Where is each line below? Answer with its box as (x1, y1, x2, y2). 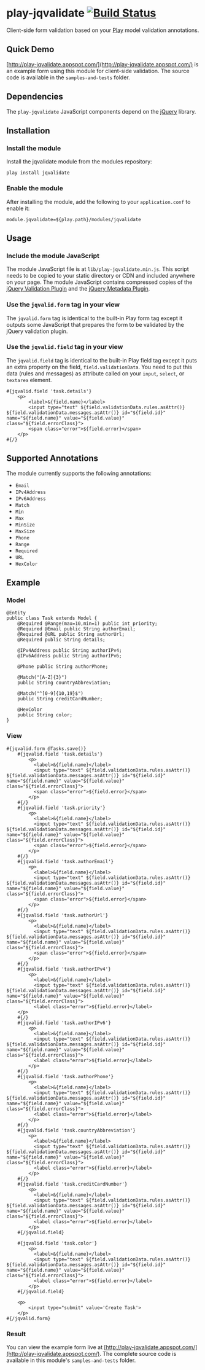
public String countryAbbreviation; (17, 679, 112, 686)
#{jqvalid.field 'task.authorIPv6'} (17, 1020, 112, 1026)
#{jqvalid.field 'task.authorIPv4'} (17, 966, 112, 972)
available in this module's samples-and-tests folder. (6, 1356, 136, 1364)
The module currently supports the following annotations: (6, 469, 152, 477)
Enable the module (6, 184, 63, 193)
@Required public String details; (17, 636, 106, 643)
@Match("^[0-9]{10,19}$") (17, 691, 84, 697)
